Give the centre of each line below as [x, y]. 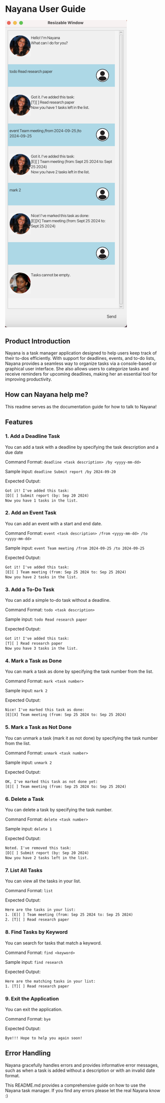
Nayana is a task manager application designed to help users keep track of [81, 353]
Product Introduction [38, 341]
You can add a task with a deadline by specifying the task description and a [82, 447]
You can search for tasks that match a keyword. [53, 943]
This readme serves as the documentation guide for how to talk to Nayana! [81, 406]
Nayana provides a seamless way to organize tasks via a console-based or [81, 363]
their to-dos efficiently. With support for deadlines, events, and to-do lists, [80, 358]
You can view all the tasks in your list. [43, 881]
